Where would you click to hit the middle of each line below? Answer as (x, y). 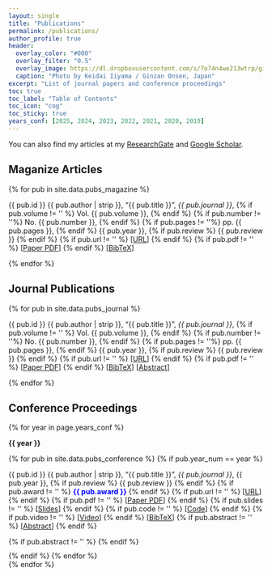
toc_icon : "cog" (36, 106)
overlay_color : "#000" (54, 53)
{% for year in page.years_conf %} (66, 428)
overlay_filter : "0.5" (54, 61)
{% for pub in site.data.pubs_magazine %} (79, 189)
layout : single (34, 16)
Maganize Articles (55, 169)
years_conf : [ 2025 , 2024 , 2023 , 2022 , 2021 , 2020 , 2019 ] (106, 121)
